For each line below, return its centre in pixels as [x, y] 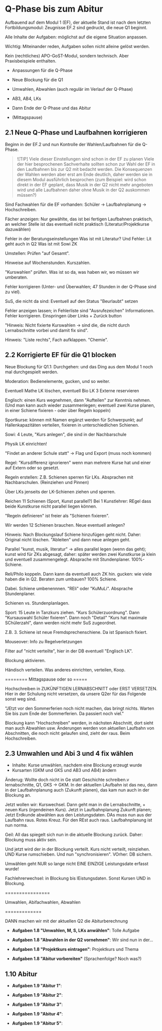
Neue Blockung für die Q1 [37, 80]
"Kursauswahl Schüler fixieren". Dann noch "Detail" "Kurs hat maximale [76, 617]
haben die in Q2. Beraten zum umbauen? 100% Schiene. [61, 579]
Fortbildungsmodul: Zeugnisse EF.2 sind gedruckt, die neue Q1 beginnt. [76, 27]
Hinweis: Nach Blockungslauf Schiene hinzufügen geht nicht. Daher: [73, 534]
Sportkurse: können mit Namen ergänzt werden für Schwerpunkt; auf [74, 420]
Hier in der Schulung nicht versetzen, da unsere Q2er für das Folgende [76, 694]
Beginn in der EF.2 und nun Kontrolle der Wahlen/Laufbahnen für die [73, 144]
